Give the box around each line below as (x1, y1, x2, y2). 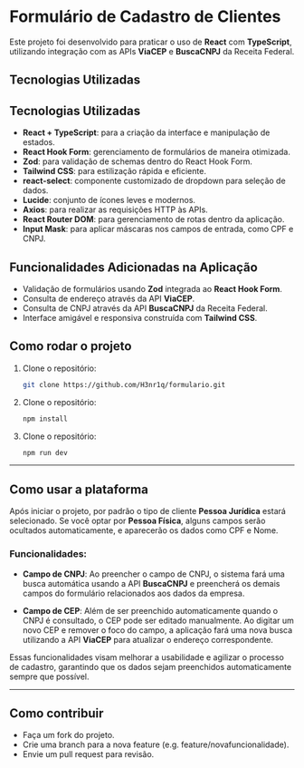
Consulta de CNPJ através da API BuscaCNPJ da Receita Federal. (22, 302, 269, 314)
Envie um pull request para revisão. (22, 749, 155, 760)
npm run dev (22, 448, 68, 457)
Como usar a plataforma (9, 481, 149, 497)
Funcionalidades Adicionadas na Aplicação (9, 259, 258, 275)
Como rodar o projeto (9, 338, 132, 355)
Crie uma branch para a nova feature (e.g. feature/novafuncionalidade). (22, 739, 290, 750)
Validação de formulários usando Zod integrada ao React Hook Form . (22, 283, 283, 294)
